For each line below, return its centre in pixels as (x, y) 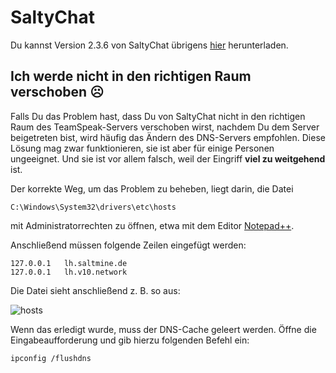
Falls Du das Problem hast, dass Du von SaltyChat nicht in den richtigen (158, 116)
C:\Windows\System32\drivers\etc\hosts (93, 207)
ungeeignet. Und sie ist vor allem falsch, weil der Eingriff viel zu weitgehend (168, 158)
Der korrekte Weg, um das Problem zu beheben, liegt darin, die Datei (152, 188)
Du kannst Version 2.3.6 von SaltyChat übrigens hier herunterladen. (149, 45)
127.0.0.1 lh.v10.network (69, 272)
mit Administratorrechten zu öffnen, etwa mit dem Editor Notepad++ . (152, 225)
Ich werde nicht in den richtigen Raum (131, 76)
